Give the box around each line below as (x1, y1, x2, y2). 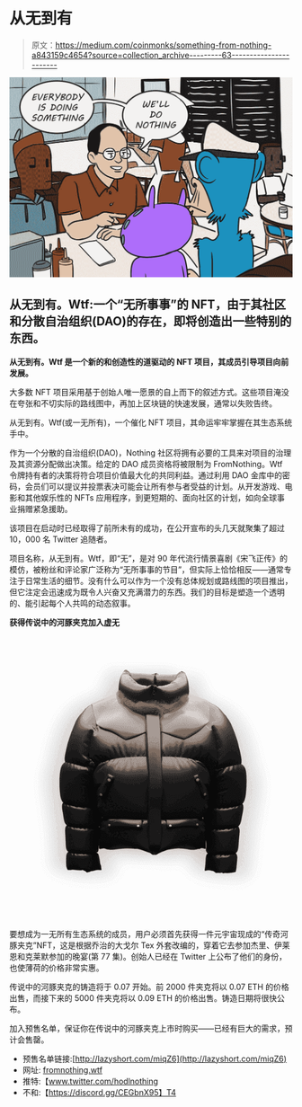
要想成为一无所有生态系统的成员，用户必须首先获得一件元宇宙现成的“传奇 (9, 928, 281, 939)
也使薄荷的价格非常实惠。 (9, 962, 104, 973)
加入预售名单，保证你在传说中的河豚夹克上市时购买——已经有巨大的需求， (9, 1023, 285, 1033)
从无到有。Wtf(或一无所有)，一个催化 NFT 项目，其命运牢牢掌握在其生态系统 (9, 417, 293, 428)
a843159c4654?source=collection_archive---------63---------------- (31, 49, 290, 60)
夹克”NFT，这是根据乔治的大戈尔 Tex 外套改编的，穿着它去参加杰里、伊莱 (16, 940, 290, 951)
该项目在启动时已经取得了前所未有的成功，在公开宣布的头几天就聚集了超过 (9, 522, 285, 533)
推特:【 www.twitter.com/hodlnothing (22, 1076, 159, 1086)
